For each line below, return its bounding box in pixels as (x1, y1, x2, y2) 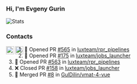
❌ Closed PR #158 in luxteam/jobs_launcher (14, 64, 120, 71)
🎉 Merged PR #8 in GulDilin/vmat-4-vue (14, 71, 111, 78)
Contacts (6, 33, 33, 41)
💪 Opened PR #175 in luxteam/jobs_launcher (24, 52, 131, 59)
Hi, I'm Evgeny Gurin (6, 5, 65, 13)
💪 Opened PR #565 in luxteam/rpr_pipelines (24, 45, 130, 52)
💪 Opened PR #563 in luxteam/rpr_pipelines (14, 58, 121, 65)
